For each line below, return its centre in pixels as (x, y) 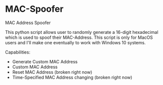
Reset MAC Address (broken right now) (52, 72)
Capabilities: (18, 52)
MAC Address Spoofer (28, 23)
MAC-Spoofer (34, 9)
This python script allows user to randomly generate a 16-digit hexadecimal (82, 32)
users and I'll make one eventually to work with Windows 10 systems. (75, 42)
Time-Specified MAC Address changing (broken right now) (72, 77)
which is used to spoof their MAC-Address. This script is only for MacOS (79, 37)
